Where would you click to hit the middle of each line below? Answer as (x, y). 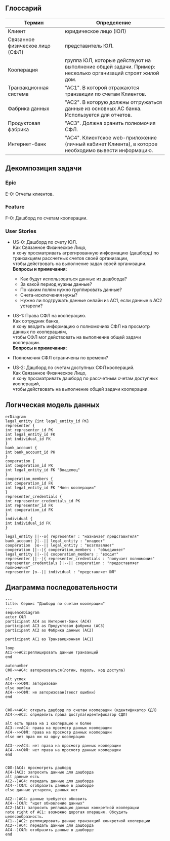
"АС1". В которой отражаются (102, 87)
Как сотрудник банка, (36, 321)
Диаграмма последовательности (61, 588)
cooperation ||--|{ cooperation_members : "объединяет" (65, 550)
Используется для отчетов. (98, 115)
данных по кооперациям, (40, 332)
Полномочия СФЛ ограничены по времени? (60, 358)
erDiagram (16, 417)
